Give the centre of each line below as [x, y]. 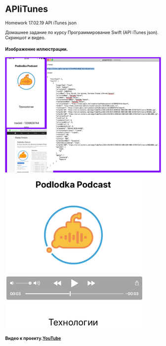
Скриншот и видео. [25, 38]
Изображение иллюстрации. [37, 49]
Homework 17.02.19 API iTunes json [41, 23]
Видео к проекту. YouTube [33, 338]
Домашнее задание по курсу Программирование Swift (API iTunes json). [82, 32]
